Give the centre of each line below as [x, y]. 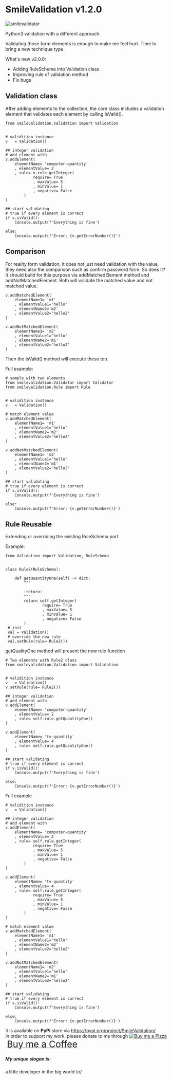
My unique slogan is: [28, 1059]
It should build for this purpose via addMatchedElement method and [77, 275]
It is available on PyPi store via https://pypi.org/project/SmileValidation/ [80, 1031]
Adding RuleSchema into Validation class [56, 69]
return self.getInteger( [50, 601]
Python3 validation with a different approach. [53, 33]
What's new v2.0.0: [26, 59]
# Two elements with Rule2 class [41, 661]
